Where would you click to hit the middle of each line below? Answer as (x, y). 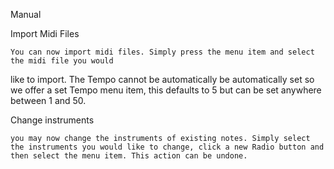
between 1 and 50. (48, 100)
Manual (26, 14)
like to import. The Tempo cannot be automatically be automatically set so (162, 79)
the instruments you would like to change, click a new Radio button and (167, 147)
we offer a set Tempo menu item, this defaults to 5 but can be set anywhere (166, 90)
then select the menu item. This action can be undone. (129, 156)
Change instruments (52, 120)
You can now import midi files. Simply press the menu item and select (162, 52)
